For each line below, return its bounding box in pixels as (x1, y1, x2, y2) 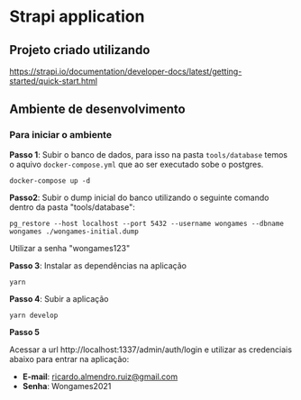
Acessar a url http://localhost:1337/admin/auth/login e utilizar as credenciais (9, 344, 293, 355)
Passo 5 (9, 326, 41, 337)
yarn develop (9, 311, 59, 320)
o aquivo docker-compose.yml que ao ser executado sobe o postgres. (9, 159, 264, 169)
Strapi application (9, 6, 145, 27)
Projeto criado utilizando (9, 42, 150, 58)
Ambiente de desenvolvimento (9, 102, 187, 117)
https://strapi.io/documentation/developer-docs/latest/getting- (9, 66, 242, 77)
